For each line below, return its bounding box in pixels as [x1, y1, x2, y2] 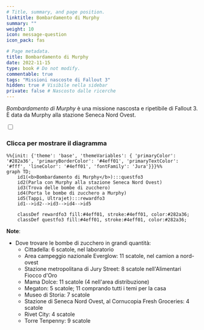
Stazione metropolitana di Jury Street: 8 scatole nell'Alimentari [24, 265, 181, 273]
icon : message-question [6, 32, 67, 38]
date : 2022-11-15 [6, 59, 51, 66]
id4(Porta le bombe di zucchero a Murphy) [17, 190, 127, 196]
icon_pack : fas [6, 37, 45, 43]
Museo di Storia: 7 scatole [24, 291, 90, 299]
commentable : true [6, 71, 53, 77]
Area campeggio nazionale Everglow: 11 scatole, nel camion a [24, 253, 179, 260]
